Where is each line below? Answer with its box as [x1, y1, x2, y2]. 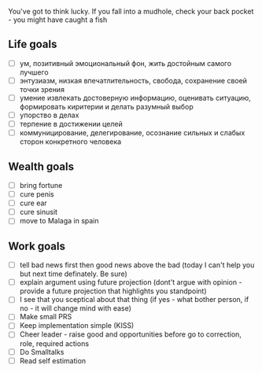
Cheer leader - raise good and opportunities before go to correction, [19, 330, 242, 339]
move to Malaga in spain [19, 216, 100, 226]
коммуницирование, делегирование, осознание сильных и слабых [19, 128, 245, 138]
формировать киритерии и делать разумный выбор [19, 102, 194, 111]
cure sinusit [19, 208, 57, 217]
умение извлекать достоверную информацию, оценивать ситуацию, [19, 93, 252, 102]
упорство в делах [19, 110, 79, 120]
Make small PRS [19, 312, 72, 322]
